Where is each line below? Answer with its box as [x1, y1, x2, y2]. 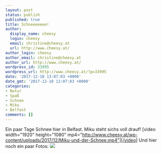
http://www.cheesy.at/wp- [82, 131, 138, 138]
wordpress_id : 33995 [5, 64, 50, 70]
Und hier [138, 137, 157, 143]
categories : [5, 83, 31, 89]
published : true [5, 17, 40, 22]
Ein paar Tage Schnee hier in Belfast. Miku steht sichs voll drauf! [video [5, 126, 156, 132]
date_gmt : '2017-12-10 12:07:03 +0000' [5, 79, 91, 84]
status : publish [5, 12, 40, 17]
